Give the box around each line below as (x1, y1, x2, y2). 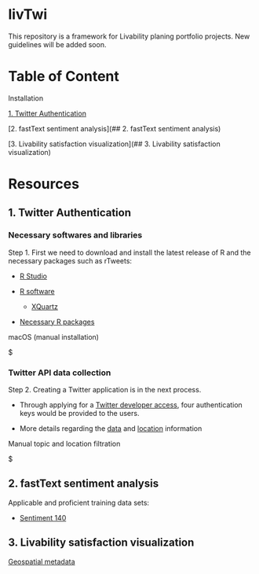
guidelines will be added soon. (8, 39, 107, 49)
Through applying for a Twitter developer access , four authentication (19, 400, 243, 410)
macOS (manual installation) (8, 332, 100, 341)
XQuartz (31, 301, 59, 311)
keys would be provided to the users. (19, 409, 140, 418)
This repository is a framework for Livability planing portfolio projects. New (8, 31, 250, 41)
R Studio (19, 271, 47, 281)
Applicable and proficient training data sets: (8, 498, 150, 507)
